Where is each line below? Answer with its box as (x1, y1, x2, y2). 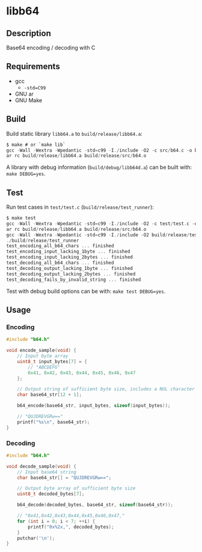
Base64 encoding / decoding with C (6, 44, 96, 51)
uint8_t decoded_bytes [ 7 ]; (17, 491, 85, 497)
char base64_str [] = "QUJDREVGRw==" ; (17, 474, 112, 480)
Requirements (6, 61, 60, 72)
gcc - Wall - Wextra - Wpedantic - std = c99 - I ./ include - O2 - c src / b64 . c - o (6, 147, 192, 153)
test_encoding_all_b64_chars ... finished (6, 243, 114, 249)
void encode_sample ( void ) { (6, 348, 77, 354)
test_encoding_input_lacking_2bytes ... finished (6, 254, 133, 260)
